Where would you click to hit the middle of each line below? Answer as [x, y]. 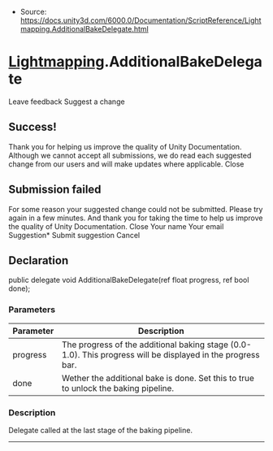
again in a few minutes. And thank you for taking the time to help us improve [136, 218]
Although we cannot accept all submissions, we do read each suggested [130, 155]
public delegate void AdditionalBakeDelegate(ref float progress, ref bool [129, 280]
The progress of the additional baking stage [145, 345]
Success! [32, 127]
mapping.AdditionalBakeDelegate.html [84, 29]
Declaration [39, 260]
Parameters [32, 310]
